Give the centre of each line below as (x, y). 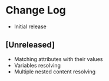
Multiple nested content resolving (54, 72)
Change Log (36, 10)
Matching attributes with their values (58, 59)
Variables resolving (37, 65)
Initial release (30, 26)
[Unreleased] (30, 45)
